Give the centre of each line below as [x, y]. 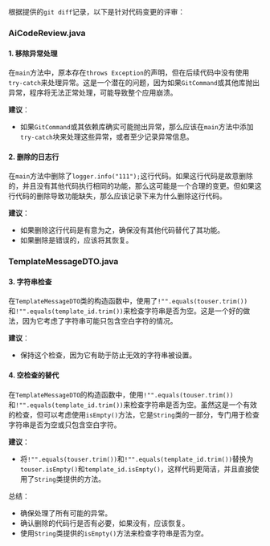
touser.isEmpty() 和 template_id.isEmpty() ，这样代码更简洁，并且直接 [136, 469]
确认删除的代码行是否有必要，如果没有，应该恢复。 [104, 523]
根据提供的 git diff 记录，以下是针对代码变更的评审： [97, 12]
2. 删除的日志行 [34, 157]
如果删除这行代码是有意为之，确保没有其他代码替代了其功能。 [122, 230]
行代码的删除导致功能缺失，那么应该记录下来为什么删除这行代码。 [117, 196]
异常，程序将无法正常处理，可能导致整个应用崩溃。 [93, 93]
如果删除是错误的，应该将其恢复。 [76, 240]
